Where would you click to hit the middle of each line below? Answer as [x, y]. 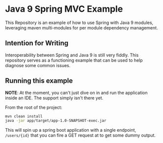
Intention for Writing [37, 43]
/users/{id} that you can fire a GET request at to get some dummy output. [81, 135]
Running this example [39, 81]
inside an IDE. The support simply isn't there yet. [54, 98]
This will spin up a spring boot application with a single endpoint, [71, 130]
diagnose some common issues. [38, 65]
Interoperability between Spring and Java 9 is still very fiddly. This [72, 55]
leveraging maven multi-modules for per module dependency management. [81, 27]
